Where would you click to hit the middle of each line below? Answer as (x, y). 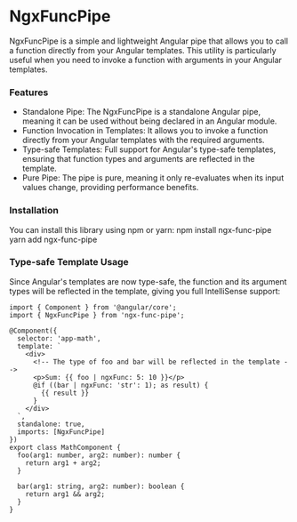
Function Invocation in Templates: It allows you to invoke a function (145, 131)
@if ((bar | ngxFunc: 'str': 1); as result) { (120, 385)
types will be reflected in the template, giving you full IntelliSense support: (145, 291)
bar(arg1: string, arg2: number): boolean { (101, 486)
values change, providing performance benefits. (110, 188)
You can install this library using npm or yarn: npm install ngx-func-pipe (140, 229)
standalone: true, (52, 424)
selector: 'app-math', (59, 338)
